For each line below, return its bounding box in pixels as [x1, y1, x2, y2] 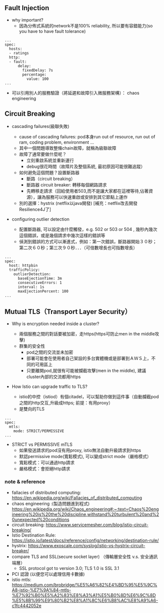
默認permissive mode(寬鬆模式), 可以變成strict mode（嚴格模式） [19, 454, 152, 460]
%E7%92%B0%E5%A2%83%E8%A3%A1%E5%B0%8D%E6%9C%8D [11, 592, 156, 598]
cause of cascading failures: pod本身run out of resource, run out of [19, 133, 156, 139]
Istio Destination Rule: [11, 532, 56, 538]
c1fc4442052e [11, 603, 42, 609]
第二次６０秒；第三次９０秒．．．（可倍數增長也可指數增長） [19, 245, 138, 251]
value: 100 [26, 76, 49, 81]
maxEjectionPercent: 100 [17, 289, 69, 294]
